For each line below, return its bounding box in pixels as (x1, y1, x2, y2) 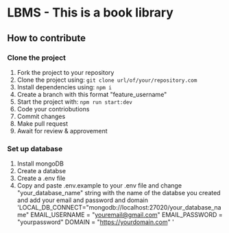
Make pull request (16, 119, 69, 128)
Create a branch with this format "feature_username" (16, 90, 167, 98)
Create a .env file (16, 174, 66, 183)
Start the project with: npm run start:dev (16, 98, 132, 106)
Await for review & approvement (16, 126, 108, 135)
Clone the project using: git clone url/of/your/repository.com (16, 76, 197, 84)
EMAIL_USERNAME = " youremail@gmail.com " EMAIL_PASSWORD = (30, 211, 223, 219)
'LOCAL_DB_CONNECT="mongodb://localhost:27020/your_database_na (16, 203, 221, 212)
